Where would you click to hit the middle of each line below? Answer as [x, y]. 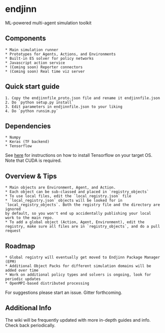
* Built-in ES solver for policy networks [49, 58]
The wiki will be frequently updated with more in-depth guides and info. [78, 320]
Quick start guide [32, 87]
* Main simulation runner [32, 50]
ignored [13, 209]
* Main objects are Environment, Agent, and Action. [61, 188]
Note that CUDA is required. [33, 161]
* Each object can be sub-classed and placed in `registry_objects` [77, 192]
